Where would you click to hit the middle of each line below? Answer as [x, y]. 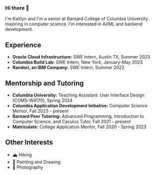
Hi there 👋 [17, 8]
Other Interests [29, 142]
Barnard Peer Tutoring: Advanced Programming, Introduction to [78, 116]
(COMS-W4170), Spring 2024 [42, 100]
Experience [23, 45]
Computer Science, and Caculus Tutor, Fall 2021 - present [72, 121]
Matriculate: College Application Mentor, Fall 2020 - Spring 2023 [79, 127]
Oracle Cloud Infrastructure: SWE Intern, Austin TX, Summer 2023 [81, 57]
